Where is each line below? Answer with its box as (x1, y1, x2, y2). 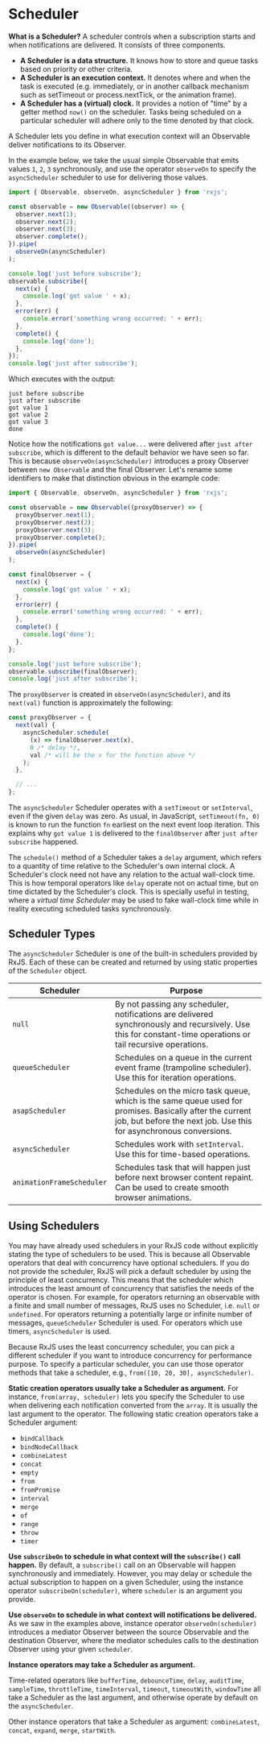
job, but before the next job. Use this (115, 1115, 252, 1127)
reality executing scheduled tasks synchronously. (8, 904, 172, 914)
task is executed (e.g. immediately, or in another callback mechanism (19, 81, 249, 91)
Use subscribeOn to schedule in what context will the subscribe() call (8, 1551, 241, 1561)
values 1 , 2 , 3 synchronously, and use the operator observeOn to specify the (8, 164, 256, 173)
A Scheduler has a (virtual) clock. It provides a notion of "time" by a (19, 98, 247, 108)
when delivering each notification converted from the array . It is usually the (8, 1400, 259, 1410)
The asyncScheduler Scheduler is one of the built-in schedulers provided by (8, 948, 258, 958)
